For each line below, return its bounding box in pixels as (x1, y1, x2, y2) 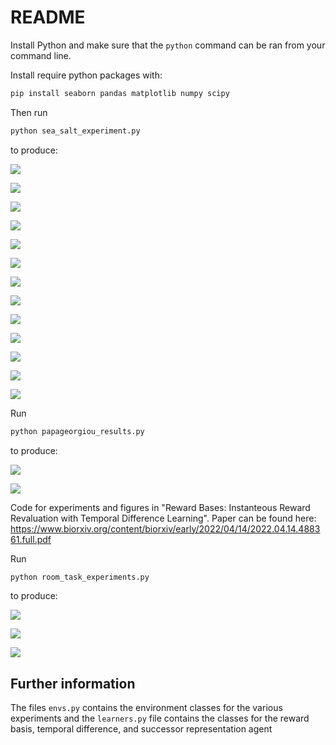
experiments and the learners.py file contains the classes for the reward (10, 712, 310, 725)
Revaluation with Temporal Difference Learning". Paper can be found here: (10, 512, 317, 524)
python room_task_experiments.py (10, 572, 150, 582)
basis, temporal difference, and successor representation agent (10, 723, 273, 735)
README (10, 6, 86, 29)
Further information (10, 675, 136, 692)
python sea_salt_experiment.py (10, 126, 141, 136)
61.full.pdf (10, 533, 52, 545)
